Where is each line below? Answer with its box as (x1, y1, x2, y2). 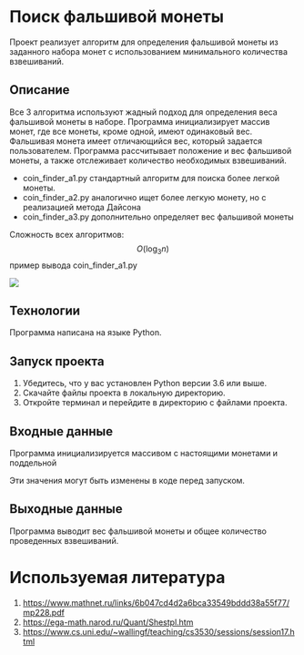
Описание (9, 82, 70, 97)
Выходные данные (9, 501, 123, 517)
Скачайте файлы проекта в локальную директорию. (22, 387, 226, 398)
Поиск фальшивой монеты (9, 6, 225, 27)
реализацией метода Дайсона (22, 201, 141, 212)
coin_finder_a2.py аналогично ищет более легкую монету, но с (22, 191, 267, 202)
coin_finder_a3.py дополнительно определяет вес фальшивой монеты (22, 211, 294, 222)
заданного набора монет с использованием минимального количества (9, 46, 289, 56)
